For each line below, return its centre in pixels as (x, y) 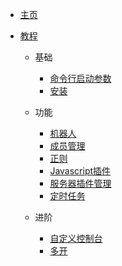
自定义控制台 (76, 238)
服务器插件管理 (80, 183)
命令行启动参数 (80, 78)
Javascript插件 (80, 171)
